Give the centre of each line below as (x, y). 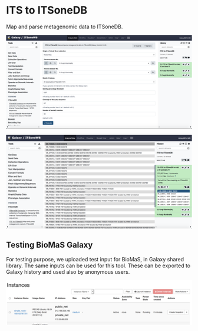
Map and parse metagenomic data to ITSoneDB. (65, 27)
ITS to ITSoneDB (47, 10)
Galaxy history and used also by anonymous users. (68, 271)
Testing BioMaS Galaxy (49, 245)
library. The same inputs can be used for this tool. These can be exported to (98, 266)
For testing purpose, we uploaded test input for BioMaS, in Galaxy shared (95, 259)
